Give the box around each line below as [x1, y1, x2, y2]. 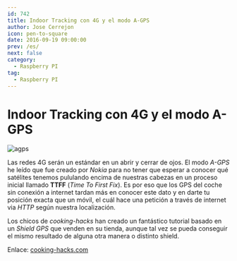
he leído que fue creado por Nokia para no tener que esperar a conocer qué [7, 166, 229, 174]
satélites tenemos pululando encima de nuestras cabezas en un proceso [7, 174, 218, 182]
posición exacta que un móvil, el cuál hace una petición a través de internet [7, 195, 227, 205]
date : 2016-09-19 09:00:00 [7, 37, 87, 44]
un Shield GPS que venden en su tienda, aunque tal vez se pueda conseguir [7, 224, 228, 233]
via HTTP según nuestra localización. [7, 203, 116, 212]
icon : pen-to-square [7, 30, 68, 37]
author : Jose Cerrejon [7, 23, 74, 30]
